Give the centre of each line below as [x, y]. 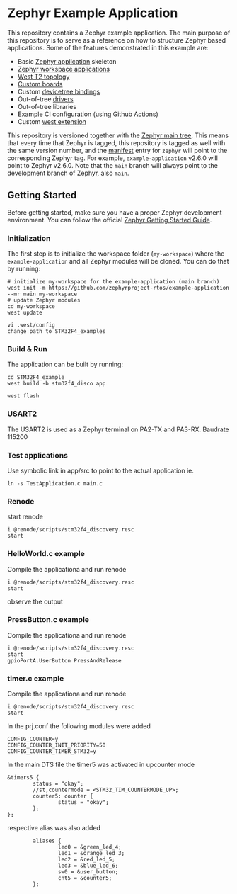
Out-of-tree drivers [45, 99]
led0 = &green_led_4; [89, 847]
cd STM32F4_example [36, 378]
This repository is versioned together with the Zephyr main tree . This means [118, 135]
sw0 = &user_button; [88, 872]
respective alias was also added [54, 828]
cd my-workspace [31, 307]
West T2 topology [44, 77]
